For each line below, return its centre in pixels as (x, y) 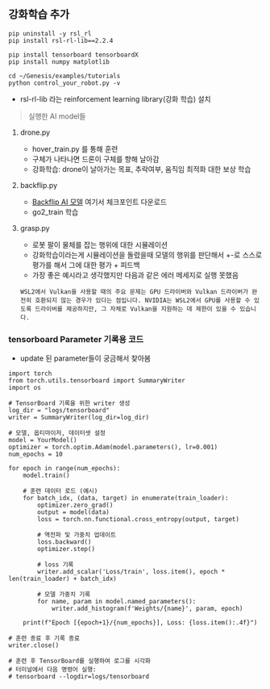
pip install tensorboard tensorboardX (73, 55)
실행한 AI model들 (57, 116)
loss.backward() (64, 542)
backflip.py (39, 185)
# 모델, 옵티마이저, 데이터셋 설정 (57, 433)
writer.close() (34, 645)
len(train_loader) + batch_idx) (62, 579)
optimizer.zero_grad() (75, 505)
